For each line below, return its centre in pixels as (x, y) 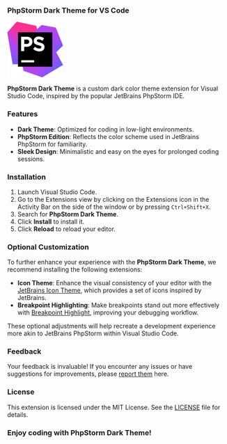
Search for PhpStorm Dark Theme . (68, 214)
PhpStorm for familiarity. (52, 144)
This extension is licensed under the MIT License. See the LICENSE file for (114, 407)
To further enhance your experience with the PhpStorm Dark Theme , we (112, 262)
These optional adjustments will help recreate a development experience (111, 326)
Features (23, 114)
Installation (27, 177)
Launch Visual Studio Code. (57, 192)
